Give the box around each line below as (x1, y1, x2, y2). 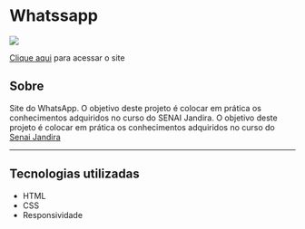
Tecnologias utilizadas (9, 167, 140, 182)
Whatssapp (9, 5, 98, 26)
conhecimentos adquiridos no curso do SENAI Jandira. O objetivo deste (9, 112, 279, 123)
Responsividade (22, 209, 84, 220)
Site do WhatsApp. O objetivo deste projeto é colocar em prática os (9, 102, 261, 113)
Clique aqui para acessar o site (9, 52, 125, 63)
